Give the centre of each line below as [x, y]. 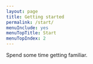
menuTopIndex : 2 [26, 38]
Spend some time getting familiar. [47, 55]
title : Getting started [35, 17]
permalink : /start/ [30, 22]
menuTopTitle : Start [31, 33]
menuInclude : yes [27, 28]
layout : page [22, 11]
